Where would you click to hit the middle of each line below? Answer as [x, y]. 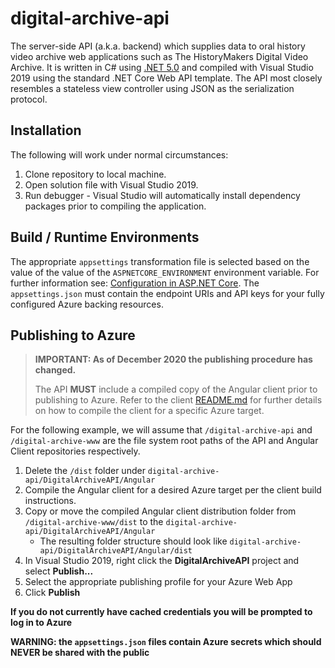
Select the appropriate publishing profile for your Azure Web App [158, 582]
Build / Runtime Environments [105, 237]
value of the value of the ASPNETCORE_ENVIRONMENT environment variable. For [165, 272]
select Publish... [59, 571]
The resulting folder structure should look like [133, 541]
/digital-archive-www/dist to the [94, 522]
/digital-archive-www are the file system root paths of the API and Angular [164, 441]
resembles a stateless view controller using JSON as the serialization [152, 88]
